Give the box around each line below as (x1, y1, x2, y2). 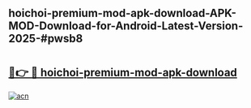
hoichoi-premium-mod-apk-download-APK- (8, 6, 237, 20)
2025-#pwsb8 (8, 32, 83, 45)
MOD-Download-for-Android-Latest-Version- (8, 19, 244, 33)
